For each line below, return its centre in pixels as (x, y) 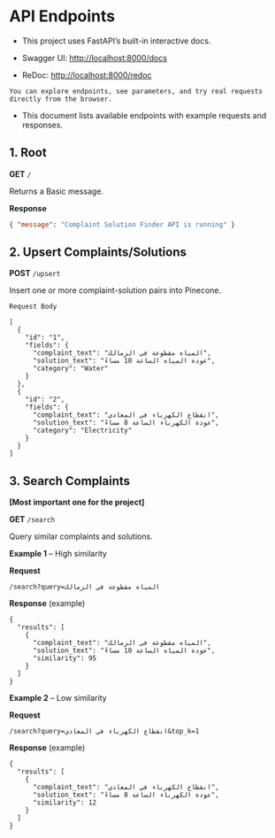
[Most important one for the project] (77, 503)
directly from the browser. (61, 99)
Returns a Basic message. (57, 191)
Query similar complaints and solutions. (81, 536)
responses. (42, 125)
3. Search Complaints (70, 481)
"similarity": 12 (65, 803)
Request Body (33, 307)
